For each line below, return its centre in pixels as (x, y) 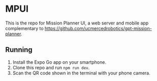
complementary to (25, 28)
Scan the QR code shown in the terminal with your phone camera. (82, 73)
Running (19, 50)
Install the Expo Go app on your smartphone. (59, 62)
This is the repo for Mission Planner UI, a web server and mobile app (77, 23)
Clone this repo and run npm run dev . (51, 67)
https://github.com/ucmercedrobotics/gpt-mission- (99, 28)
